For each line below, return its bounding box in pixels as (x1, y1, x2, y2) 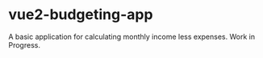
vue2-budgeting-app (8, 6, 153, 24)
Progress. (8, 40, 40, 49)
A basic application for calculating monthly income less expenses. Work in (8, 32, 256, 41)
